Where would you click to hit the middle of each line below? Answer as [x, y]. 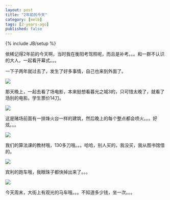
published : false [24, 29]
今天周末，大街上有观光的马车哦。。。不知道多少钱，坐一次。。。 [70, 192]
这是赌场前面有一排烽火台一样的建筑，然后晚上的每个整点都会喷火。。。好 [81, 118]
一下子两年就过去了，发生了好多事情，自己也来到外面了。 [66, 71]
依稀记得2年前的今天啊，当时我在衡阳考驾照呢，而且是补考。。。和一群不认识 [85, 54]
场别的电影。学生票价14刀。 [34, 98]
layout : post [19, 10]
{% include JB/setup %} [31, 43]
